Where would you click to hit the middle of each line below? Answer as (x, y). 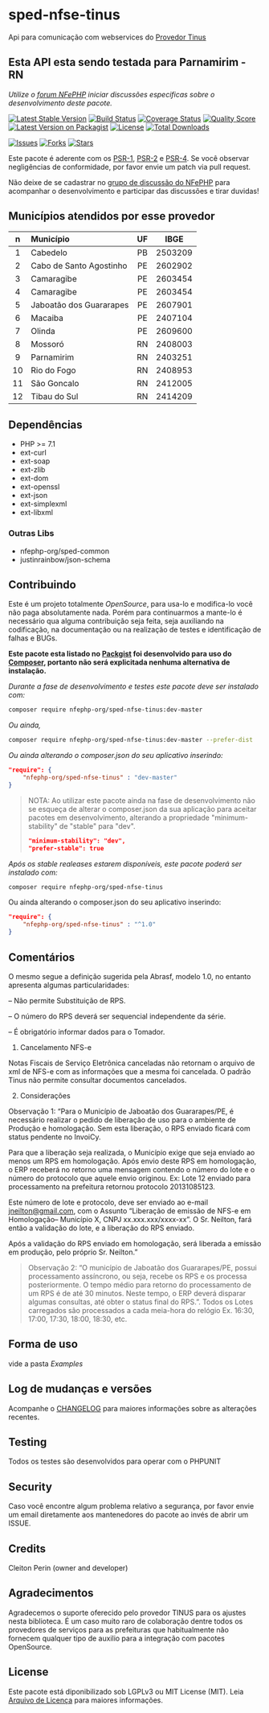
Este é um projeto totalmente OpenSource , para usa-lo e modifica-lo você (130, 604)
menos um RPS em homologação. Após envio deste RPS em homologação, (132, 1161)
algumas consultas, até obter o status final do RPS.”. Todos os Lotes (141, 1302)
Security (30, 1487)
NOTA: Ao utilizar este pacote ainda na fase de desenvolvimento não (141, 800)
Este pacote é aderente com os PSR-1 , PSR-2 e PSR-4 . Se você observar (129, 158)
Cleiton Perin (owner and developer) (68, 1567)
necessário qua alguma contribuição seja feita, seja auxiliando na (116, 621)
